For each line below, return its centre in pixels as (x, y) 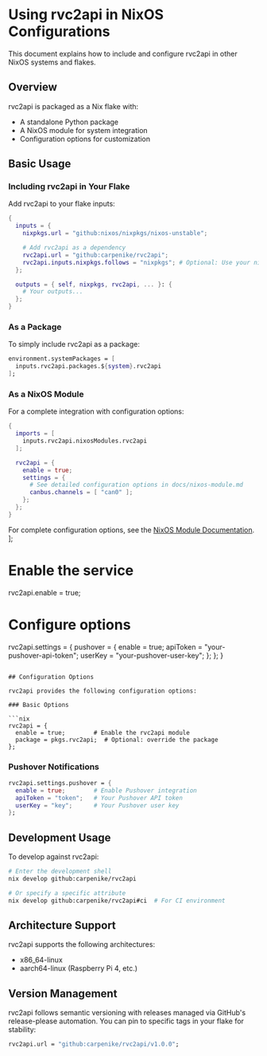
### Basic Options (39, 705)
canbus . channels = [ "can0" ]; (81, 493)
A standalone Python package (69, 122)
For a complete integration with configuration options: (96, 411)
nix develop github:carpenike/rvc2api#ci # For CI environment (117, 901)
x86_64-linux (41, 960)
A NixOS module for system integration (84, 130)
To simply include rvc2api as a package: (74, 344)
